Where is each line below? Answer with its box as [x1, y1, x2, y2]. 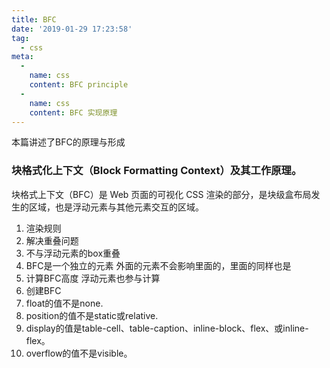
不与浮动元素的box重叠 [25, 247, 121, 259]
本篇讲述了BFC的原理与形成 [11, 136, 126, 148]
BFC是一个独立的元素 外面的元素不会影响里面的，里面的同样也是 [25, 259, 292, 271]
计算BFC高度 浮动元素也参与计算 [25, 272, 161, 284]
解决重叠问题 [25, 234, 79, 246]
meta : [11, 52, 34, 62]
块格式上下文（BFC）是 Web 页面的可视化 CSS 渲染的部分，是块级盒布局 [11, 188, 312, 200]
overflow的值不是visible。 [25, 347, 133, 359]
